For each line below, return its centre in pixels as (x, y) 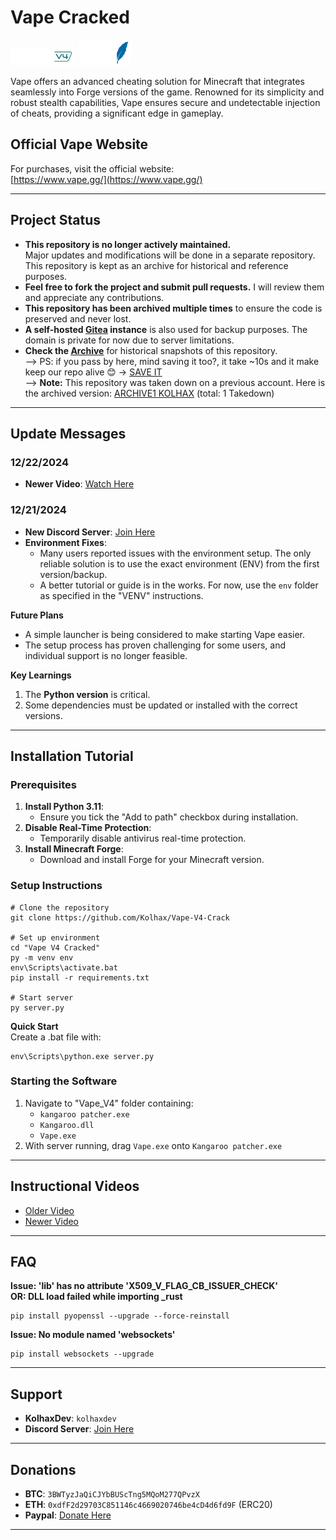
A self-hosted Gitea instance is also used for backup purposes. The (166, 329)
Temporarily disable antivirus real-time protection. (143, 838)
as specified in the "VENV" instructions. (121, 595)
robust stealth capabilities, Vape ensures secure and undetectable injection (165, 102)
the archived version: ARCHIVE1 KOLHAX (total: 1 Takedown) (149, 393)
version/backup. (73, 574)
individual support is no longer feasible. (106, 655)
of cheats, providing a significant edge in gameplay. (117, 113)
